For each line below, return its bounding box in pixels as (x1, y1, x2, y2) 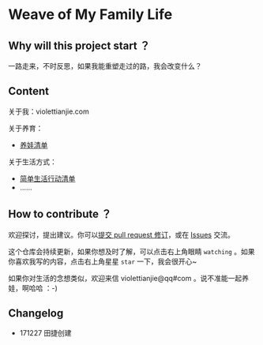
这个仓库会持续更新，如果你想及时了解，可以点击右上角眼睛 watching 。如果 (8, 246, 255, 256)
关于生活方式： (8, 156, 57, 167)
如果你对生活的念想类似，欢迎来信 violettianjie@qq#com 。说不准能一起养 (8, 273, 249, 283)
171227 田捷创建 (19, 328, 73, 338)
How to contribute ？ (8, 208, 112, 221)
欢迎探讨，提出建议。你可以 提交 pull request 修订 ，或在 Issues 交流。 (8, 230, 235, 239)
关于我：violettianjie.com (8, 107, 89, 116)
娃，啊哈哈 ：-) (8, 283, 58, 293)
